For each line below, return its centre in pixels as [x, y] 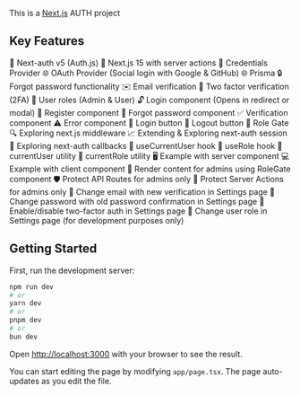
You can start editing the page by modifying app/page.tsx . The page [135, 371]
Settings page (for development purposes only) [97, 220]
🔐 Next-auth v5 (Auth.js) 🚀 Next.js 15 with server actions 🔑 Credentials [139, 63]
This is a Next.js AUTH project [65, 13]
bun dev [24, 337]
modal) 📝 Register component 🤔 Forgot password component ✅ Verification [149, 112]
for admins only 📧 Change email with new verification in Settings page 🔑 [142, 191]
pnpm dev [26, 320]
